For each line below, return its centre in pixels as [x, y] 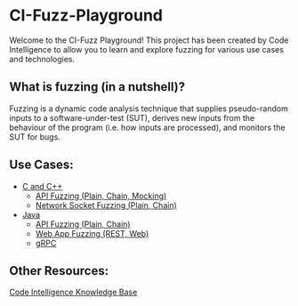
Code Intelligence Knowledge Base [73, 292]
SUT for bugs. [35, 137]
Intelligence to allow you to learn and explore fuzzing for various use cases [147, 49]
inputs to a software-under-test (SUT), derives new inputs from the [132, 117]
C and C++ [42, 186]
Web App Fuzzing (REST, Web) [92, 233]
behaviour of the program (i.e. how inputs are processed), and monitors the [148, 127]
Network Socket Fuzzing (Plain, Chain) [106, 205]
